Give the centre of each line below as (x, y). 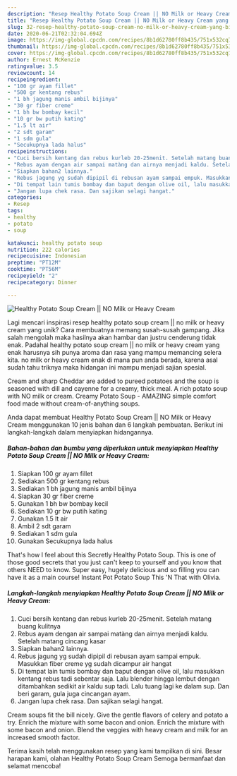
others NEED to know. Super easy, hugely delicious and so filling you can (114, 569)
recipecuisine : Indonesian (47, 256)
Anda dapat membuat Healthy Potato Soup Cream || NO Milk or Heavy (109, 417)
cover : (17, 54)
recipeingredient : (34, 79)
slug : (15, 27)
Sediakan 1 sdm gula (47, 533)
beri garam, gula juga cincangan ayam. (74, 693)
